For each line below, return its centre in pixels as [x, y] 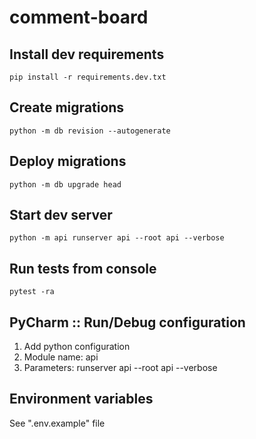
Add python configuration [77, 347]
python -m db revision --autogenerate [90, 131]
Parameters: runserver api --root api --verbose [120, 368]
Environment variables [81, 399]
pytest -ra [32, 292]
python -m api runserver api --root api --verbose [117, 238]
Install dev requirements [87, 54]
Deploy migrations [68, 161]
